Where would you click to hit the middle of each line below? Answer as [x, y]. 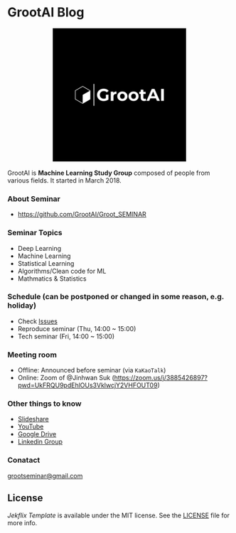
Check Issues [38, 321]
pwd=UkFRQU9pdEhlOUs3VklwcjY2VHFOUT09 [87, 385]
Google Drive [37, 434]
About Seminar [34, 198]
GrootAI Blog [46, 12]
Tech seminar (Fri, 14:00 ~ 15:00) [66, 336]
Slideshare [33, 419]
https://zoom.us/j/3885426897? [161, 378]
